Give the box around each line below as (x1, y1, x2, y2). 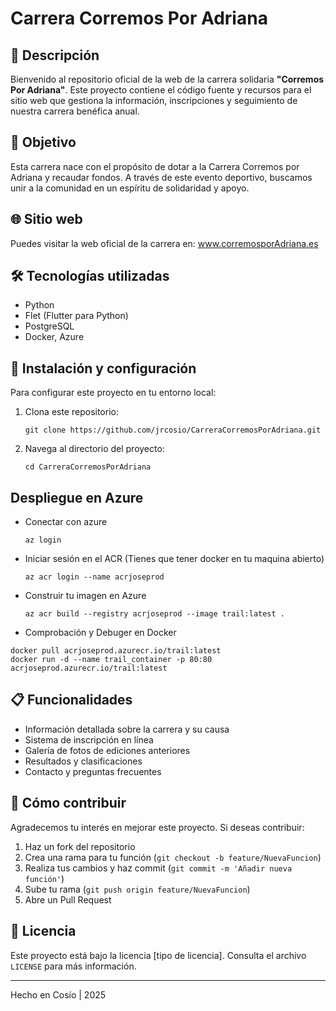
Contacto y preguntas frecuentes (24, 765, 162, 777)
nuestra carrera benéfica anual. (10, 105, 140, 117)
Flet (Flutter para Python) (24, 310, 129, 322)
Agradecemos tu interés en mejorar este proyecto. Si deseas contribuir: (10, 821, 305, 833)
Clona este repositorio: (24, 406, 119, 418)
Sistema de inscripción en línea (24, 733, 154, 746)
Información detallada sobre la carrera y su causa (24, 723, 230, 735)
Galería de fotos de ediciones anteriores (24, 744, 191, 756)
